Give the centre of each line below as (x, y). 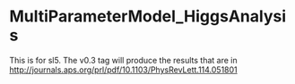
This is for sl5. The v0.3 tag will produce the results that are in (123, 60)
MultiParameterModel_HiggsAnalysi (148, 17)
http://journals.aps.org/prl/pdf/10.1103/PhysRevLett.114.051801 (123, 70)
